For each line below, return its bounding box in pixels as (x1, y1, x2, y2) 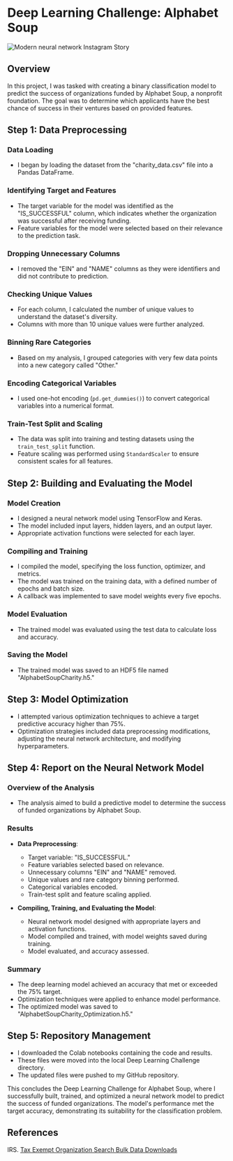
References (7, 1127, 59, 1139)
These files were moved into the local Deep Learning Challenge (17, 1056, 200, 1064)
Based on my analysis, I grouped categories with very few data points (17, 353, 218, 362)
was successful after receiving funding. (17, 216, 131, 225)
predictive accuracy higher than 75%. (17, 719, 126, 727)
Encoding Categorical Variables (7, 378, 117, 388)
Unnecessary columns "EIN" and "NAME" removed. (27, 868, 176, 876)
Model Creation (7, 498, 61, 508)
